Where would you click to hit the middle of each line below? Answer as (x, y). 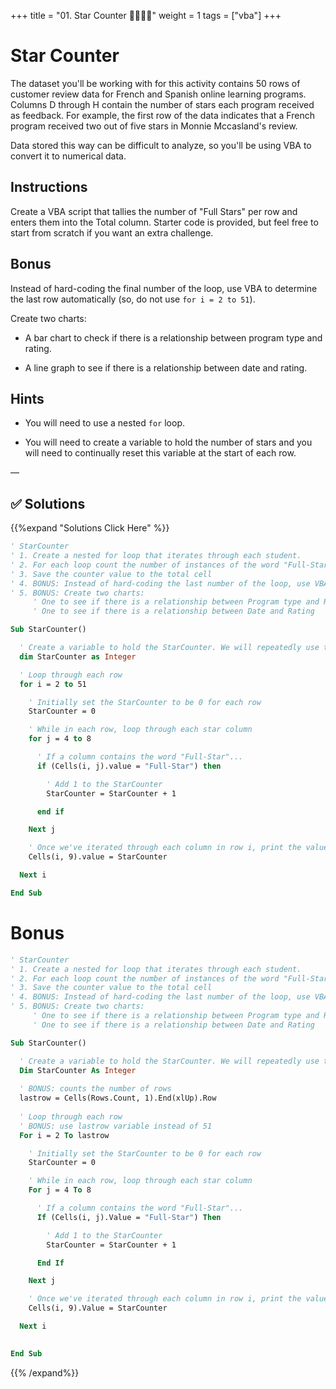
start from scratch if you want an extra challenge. (112, 232)
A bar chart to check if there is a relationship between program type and (173, 337)
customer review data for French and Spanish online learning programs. (158, 94)
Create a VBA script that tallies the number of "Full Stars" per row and (154, 211)
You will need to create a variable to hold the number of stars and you (168, 442)
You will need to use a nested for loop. (105, 423)
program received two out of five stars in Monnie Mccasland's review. (154, 126)
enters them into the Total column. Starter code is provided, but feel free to (164, 222)
